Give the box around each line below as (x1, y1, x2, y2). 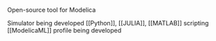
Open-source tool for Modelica (7, 6, 96, 14)
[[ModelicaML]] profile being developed (7, 27, 122, 34)
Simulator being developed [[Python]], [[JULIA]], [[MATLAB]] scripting (7, 19, 209, 27)
